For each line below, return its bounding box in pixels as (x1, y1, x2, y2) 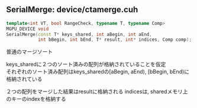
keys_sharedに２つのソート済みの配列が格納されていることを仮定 (6, 61, 166, 68)
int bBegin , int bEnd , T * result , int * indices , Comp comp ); (37, 37, 192, 43)
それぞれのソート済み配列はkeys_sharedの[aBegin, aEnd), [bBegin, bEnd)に (6, 68, 190, 76)
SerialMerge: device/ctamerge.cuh (6, 5, 138, 15)
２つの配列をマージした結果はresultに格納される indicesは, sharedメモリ (6, 88, 183, 95)
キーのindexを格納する (11, 96, 66, 103)
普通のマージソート (6, 48, 53, 55)
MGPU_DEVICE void (6, 26, 49, 32)
